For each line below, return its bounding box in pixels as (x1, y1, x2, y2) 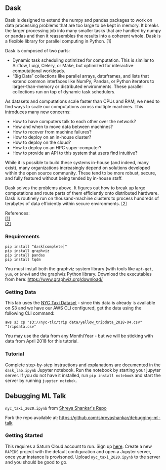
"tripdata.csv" (5, 324, 37, 329)
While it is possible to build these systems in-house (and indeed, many (5, 159, 149, 165)
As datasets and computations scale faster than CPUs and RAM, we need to (5, 98, 160, 104)
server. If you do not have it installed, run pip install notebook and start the (5, 372, 161, 378)
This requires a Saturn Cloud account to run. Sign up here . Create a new (5, 443, 152, 449)
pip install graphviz (5, 249, 50, 254)
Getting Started (5, 432, 43, 439)
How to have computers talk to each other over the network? (12, 118, 136, 124)
